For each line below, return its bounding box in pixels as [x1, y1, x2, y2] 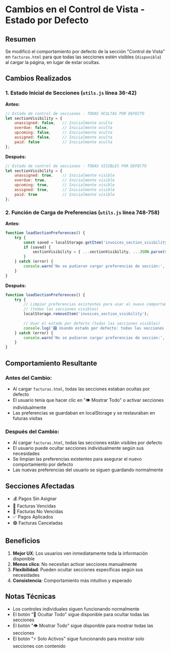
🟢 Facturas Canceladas [12, 520, 63, 526]
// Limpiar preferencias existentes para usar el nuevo [23, 302, 145, 307]
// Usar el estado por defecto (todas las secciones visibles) [23, 321, 160, 326]
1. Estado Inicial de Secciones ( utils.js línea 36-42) [5, 90, 137, 97]
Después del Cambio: [5, 428, 60, 435]
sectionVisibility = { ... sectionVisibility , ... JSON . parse [32, 249, 163, 254]
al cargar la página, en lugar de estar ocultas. [5, 59, 100, 65]
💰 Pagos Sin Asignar [12, 495, 57, 502]
